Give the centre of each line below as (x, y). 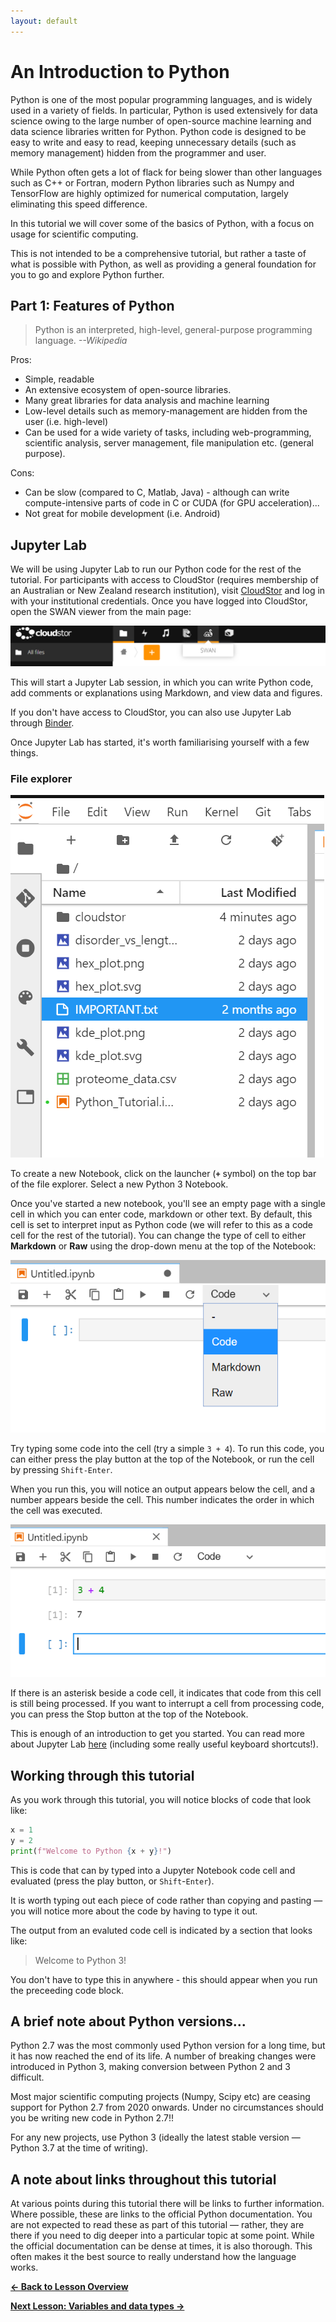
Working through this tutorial (102, 1775)
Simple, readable (59, 379)
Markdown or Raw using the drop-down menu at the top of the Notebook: (163, 1246)
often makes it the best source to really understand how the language (153, 2257)
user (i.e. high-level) (66, 422)
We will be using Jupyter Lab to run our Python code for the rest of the (156, 569)
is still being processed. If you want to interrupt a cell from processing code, (167, 1704)
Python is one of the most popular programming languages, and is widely (161, 99)
